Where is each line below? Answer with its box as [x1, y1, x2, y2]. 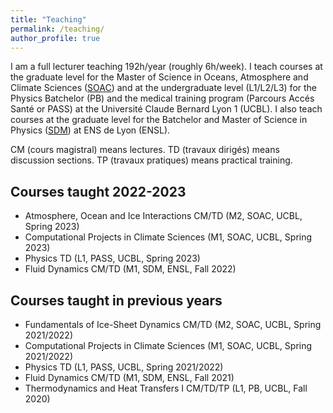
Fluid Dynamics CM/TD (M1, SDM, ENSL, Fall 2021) [24, 372, 235, 383]
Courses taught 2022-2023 [10, 183, 187, 200]
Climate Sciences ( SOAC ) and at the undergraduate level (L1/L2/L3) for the [10, 82, 318, 94]
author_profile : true [10, 33, 101, 43]
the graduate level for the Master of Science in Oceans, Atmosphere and [10, 71, 309, 83]
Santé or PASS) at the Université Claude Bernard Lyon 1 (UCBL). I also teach [10, 103, 323, 115]
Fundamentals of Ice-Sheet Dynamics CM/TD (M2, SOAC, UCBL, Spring [24, 319, 322, 330]
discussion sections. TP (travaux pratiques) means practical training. [10, 154, 293, 166]
